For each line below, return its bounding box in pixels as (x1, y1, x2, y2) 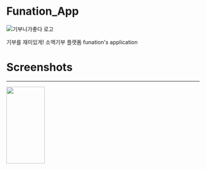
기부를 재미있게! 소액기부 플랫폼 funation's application (6, 38, 138, 45)
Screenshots (6, 60, 73, 74)
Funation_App (6, 4, 79, 18)
